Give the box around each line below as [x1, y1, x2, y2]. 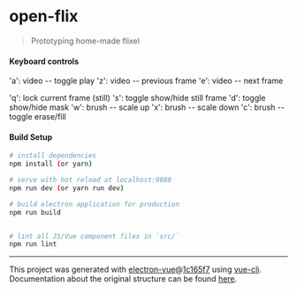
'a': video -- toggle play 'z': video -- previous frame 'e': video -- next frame [9, 75, 284, 86]
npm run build [9, 208, 62, 217]
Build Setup [9, 131, 53, 143]
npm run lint [9, 240, 57, 249]
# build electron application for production [9, 199, 179, 209]
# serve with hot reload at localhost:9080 [9, 175, 172, 185]
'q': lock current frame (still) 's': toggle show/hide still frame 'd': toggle [9, 93, 266, 104]
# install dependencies [9, 151, 97, 160]
